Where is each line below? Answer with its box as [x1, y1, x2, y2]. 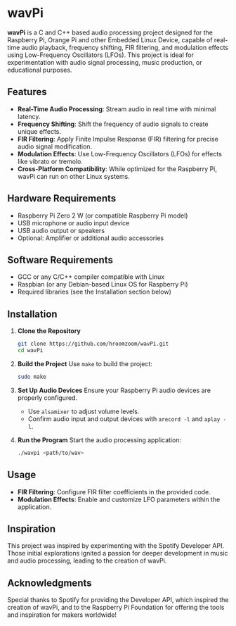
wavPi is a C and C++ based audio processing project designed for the [7, 28, 213, 37]
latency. [17, 112, 41, 120]
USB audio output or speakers [17, 226, 105, 234]
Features [7, 86, 47, 98]
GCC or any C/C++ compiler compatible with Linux [17, 273, 165, 281]
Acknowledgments [7, 577, 93, 589]
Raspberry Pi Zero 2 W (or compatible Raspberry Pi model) [17, 211, 188, 220]
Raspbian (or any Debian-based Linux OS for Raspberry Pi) [17, 280, 188, 289]
